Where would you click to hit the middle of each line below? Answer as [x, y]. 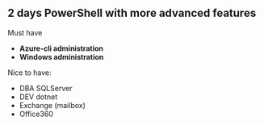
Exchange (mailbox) [52, 105]
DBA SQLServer [46, 88]
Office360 [36, 114]
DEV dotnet [38, 97]
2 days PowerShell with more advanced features [132, 13]
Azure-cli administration [61, 48]
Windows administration [61, 56]
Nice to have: [29, 73]
